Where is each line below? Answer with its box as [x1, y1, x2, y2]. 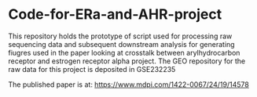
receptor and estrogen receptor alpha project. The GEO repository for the [8, 56, 246, 66]
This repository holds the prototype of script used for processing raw [8, 31, 233, 41]
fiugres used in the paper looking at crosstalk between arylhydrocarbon [8, 48, 240, 57]
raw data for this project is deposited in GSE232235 [8, 64, 176, 74]
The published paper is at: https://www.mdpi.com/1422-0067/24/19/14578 [8, 80, 249, 89]
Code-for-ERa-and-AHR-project [8, 5, 222, 23]
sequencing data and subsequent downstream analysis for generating [8, 39, 235, 48]
